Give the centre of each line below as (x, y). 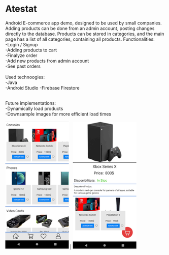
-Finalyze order (21, 55)
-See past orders (23, 66)
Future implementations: (31, 103)
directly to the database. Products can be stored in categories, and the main (85, 34)
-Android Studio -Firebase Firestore (42, 88)
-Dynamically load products (34, 108)
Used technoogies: (25, 77)
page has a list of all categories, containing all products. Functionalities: (80, 39)
